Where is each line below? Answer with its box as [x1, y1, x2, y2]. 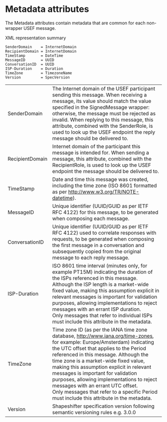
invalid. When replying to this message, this [52, 116, 154, 123]
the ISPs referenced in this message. [52, 274, 138, 281]
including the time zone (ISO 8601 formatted [52, 182, 157, 189]
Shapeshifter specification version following [52, 403, 155, 410]
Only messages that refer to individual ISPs [52, 312, 153, 319]
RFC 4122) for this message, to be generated [52, 209, 159, 216]
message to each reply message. [52, 254, 130, 261]
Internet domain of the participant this [52, 143, 141, 150]
